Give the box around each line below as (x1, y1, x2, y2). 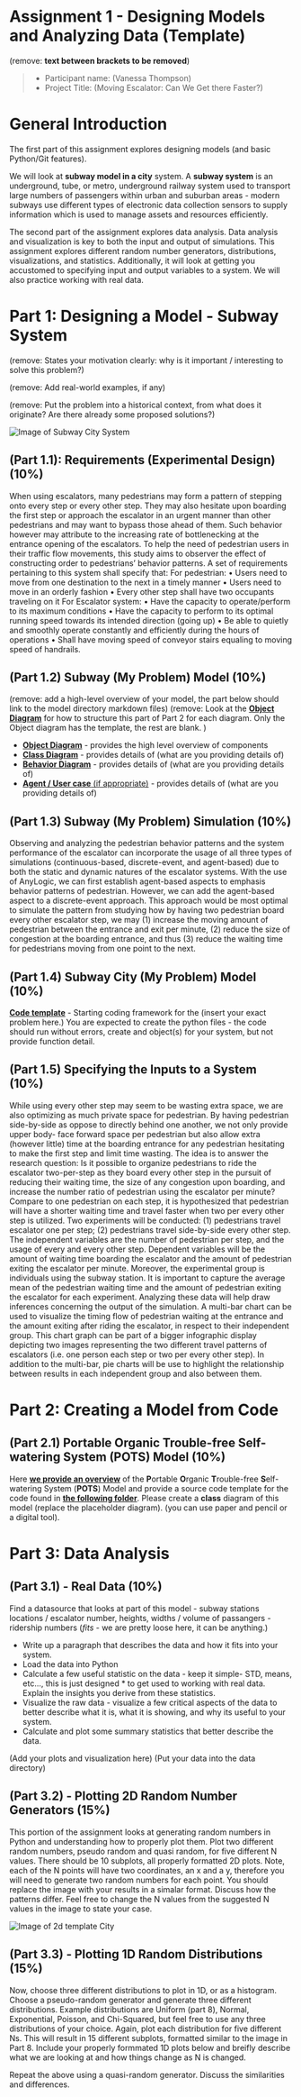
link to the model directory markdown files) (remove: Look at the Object (9, 703, 275, 714)
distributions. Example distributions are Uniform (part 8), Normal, (9, 2003, 250, 2015)
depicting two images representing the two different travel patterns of (9, 1339, 268, 1350)
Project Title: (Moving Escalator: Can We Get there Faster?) (44, 82, 263, 93)
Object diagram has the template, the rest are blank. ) (9, 723, 207, 734)
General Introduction (9, 114, 168, 134)
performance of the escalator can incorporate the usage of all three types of (9, 847, 292, 858)
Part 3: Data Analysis (9, 1544, 170, 1564)
